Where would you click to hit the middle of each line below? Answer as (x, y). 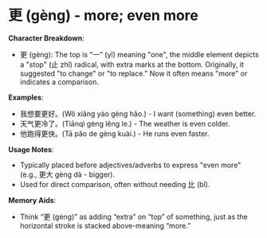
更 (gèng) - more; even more (104, 16)
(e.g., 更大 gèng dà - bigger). (67, 174)
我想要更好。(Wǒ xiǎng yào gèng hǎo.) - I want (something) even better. (138, 113)
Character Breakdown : (47, 38)
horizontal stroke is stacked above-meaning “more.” (105, 225)
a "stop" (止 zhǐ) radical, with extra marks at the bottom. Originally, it (132, 64)
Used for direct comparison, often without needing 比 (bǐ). (115, 184)
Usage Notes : (31, 149)
